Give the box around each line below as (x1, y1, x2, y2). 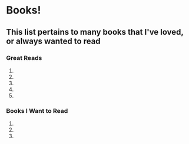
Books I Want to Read (6, 106, 68, 115)
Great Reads (6, 53, 42, 62)
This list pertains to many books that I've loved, (6, 27, 184, 37)
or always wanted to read (6, 36, 101, 46)
